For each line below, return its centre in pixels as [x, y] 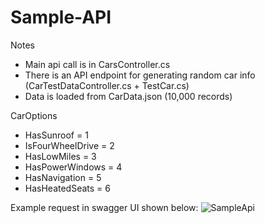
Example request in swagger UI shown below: [104, 207]
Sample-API [61, 17]
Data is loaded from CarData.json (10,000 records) [128, 96]
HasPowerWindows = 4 [73, 167]
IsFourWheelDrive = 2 [69, 145]
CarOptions [34, 115]
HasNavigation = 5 [63, 177]
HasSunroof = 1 [56, 135]
